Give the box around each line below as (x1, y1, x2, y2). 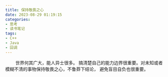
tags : (5, 31, 17, 36)
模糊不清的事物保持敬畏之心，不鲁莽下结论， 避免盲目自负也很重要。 (5, 66, 148, 72)
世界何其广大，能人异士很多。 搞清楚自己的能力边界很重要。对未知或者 (15, 59, 163, 66)
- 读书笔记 (5, 26, 25, 31)
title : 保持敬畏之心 (5, 7, 44, 13)
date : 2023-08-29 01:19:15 (5, 12, 62, 17)
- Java (5, 41, 19, 46)
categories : (5, 17, 30, 22)
